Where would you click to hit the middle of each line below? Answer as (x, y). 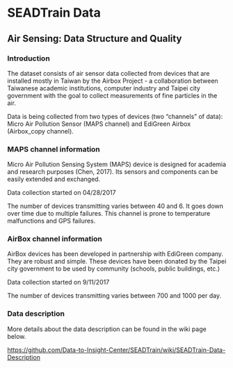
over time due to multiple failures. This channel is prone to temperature (109, 214)
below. (17, 336)
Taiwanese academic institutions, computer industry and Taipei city (104, 88)
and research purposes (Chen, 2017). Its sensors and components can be (113, 172)
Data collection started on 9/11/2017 (58, 282)
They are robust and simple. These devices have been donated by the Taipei (117, 262)
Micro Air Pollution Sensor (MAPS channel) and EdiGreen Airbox (99, 124)
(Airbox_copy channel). (41, 131)
